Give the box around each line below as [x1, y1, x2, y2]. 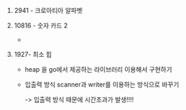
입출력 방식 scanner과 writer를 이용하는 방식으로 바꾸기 [24, 80, 180, 89]
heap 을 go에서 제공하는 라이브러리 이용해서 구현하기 [24, 65, 173, 73]
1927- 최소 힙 [13, 50, 52, 58]
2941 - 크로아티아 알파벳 [13, 6, 83, 14]
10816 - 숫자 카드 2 [13, 21, 68, 30]
